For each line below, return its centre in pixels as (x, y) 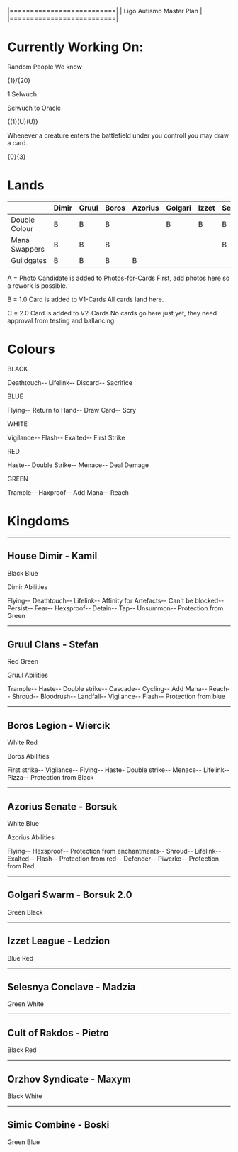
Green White (26, 1004)
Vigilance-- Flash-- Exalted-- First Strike (66, 437)
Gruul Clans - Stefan (53, 644)
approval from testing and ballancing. (62, 320)
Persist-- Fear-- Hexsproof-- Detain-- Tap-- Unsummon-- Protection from (115, 608)
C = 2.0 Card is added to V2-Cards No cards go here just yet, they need (112, 313)
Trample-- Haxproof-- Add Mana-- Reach (68, 492)
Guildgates (29, 260)
